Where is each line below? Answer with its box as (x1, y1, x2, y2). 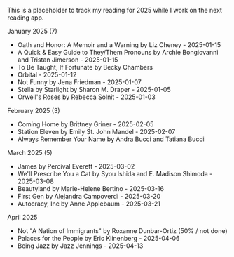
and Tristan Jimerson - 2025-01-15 (17, 55, 118, 64)
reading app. (7, 13, 44, 22)
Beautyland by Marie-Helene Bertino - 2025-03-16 (17, 185, 165, 192)
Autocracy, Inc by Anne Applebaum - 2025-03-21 (17, 199, 161, 208)
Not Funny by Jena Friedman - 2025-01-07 (17, 78, 142, 86)
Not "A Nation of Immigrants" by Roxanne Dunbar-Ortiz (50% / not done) (17, 227, 228, 235)
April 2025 (7, 213, 38, 221)
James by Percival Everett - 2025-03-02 (17, 162, 135, 171)
